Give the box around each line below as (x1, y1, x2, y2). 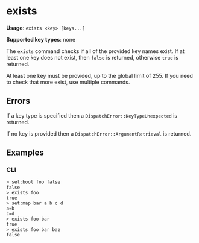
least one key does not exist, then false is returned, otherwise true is (6, 54, 179, 61)
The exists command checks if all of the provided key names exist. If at (6, 47, 185, 55)
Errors (6, 96, 30, 106)
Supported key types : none (6, 36, 76, 43)
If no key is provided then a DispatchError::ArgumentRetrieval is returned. (6, 130, 192, 137)
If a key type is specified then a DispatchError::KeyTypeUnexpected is (6, 112, 178, 119)
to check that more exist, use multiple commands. (6, 78, 130, 86)
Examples (6, 148, 44, 158)
